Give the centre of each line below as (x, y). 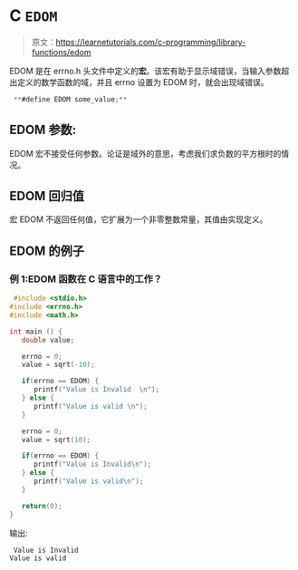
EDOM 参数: (43, 130)
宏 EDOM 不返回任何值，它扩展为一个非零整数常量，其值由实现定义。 (139, 219)
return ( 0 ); (42, 506)
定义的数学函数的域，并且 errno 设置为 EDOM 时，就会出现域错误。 (143, 82)
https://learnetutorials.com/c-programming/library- (151, 42)
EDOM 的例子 (47, 251)
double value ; (48, 340)
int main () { (36, 332)
